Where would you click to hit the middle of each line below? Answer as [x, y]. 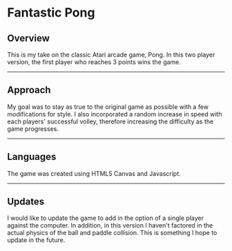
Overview [29, 38]
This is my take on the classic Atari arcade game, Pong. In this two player [111, 54]
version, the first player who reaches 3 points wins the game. [94, 62]
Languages [32, 157]
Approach [29, 90]
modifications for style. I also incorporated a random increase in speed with [115, 114]
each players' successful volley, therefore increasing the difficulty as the [110, 121]
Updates [26, 202]
